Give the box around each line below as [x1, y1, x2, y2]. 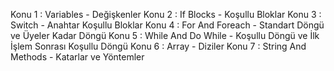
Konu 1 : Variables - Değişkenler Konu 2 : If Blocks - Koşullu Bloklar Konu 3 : [10, 9, 322, 20]
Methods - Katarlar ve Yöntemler [10, 51, 145, 63]
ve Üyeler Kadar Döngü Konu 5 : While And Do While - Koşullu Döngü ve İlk [10, 30, 320, 41]
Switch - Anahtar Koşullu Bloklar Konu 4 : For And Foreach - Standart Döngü [10, 19, 325, 31]
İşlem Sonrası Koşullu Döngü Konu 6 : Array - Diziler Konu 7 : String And [10, 40, 307, 52]
